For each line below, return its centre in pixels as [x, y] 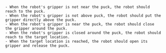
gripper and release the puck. [38, 46]
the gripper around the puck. [37, 28]
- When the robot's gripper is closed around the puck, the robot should [83, 33]
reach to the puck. [25, 11]
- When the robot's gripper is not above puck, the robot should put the [83, 16]
